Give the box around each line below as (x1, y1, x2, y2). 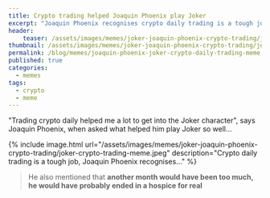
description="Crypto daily (171, 148, 258, 158)
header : (8, 26, 35, 34)
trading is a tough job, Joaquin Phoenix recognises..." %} (8, 157, 197, 167)
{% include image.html (8, 139, 84, 149)
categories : (8, 64, 48, 72)
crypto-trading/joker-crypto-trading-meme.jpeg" (8, 148, 170, 158)
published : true (8, 57, 63, 65)
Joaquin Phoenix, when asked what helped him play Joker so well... (8, 124, 232, 134)
